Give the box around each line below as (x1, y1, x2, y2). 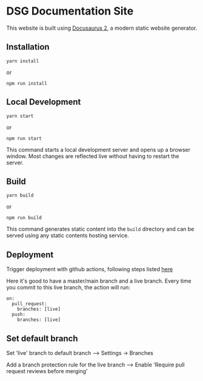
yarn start (6, 113, 34, 119)
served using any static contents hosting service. (6, 232, 129, 239)
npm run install (6, 80, 47, 86)
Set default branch (6, 333, 78, 343)
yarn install (6, 58, 39, 64)
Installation (6, 42, 50, 52)
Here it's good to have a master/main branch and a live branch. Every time (6, 277, 192, 285)
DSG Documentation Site (6, 4, 134, 18)
